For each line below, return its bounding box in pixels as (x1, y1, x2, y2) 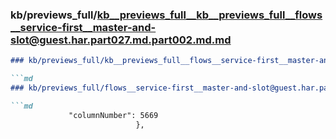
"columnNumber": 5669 (68, 110, 159, 120)
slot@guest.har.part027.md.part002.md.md (10, 33, 232, 47)
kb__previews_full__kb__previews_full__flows (96, 8, 323, 22)
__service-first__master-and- (10, 20, 157, 34)
